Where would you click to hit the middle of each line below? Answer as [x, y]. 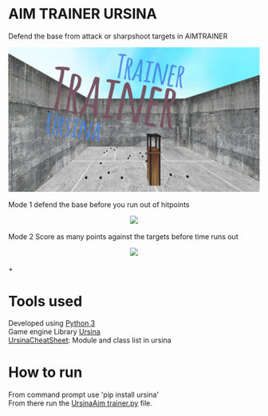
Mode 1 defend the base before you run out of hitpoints [99, 205]
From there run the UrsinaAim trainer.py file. [81, 403]
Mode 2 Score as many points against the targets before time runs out [123, 237]
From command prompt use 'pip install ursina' [84, 395]
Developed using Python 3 [52, 323]
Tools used [45, 301]
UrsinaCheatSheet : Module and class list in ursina [90, 340]
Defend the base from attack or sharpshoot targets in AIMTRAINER [118, 36]
